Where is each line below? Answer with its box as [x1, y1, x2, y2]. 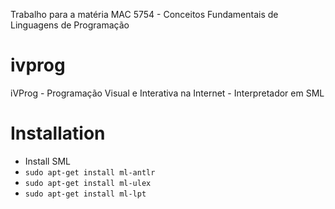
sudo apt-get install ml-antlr [24, 167, 156, 178]
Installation [10, 122, 106, 145]
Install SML [24, 155, 71, 167]
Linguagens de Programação [10, 19, 130, 31]
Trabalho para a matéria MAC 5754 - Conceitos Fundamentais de [10, 9, 279, 20]
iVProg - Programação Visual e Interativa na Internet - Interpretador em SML [10, 87, 325, 99]
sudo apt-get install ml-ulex [24, 178, 152, 188]
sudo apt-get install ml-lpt [24, 189, 147, 199]
